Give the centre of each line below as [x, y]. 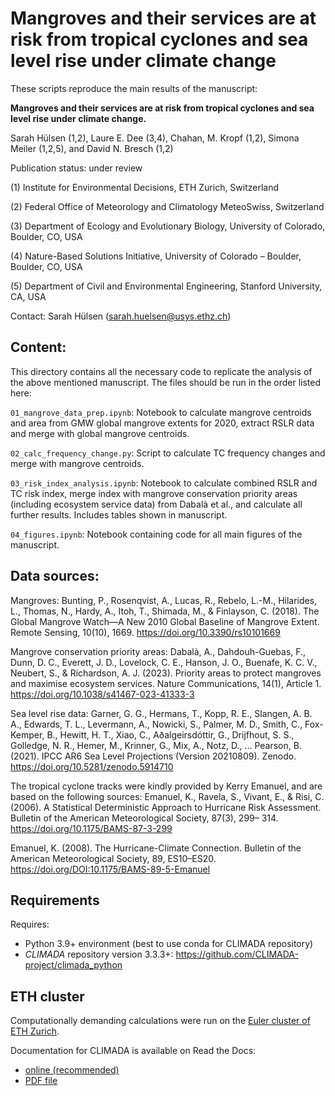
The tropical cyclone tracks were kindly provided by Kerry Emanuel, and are [166, 786]
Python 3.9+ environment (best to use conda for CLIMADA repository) [169, 944]
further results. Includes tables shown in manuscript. [119, 514]
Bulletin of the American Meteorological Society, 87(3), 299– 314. [144, 818]
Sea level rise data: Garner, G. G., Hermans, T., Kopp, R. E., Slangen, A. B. [161, 713]
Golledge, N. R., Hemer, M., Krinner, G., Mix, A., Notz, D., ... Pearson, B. [156, 745]
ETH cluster [47, 996]
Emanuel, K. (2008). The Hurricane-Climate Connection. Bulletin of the [156, 848]
